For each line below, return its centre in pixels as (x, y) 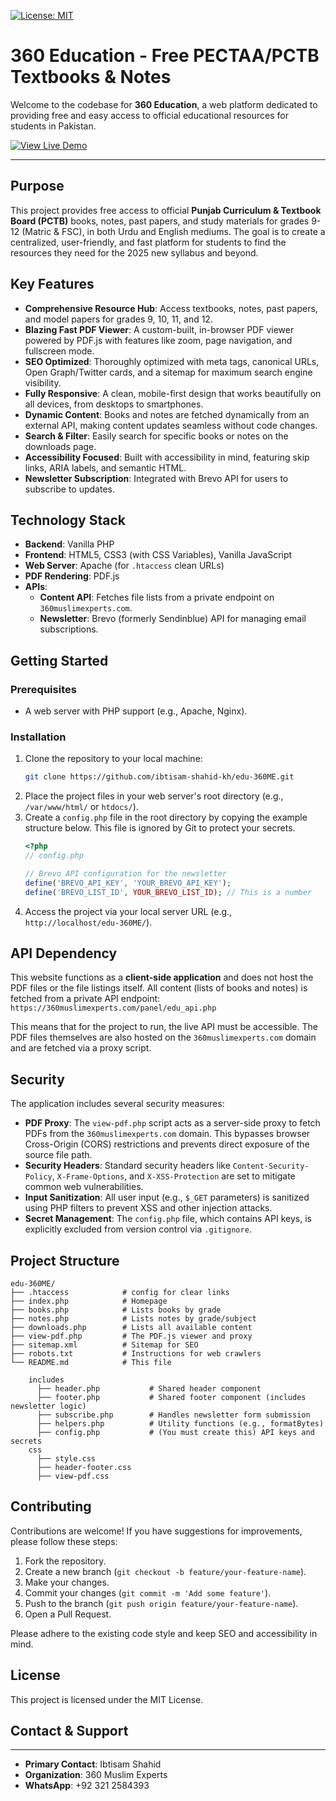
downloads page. (60, 446)
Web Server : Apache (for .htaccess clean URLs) (124, 566)
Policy (38, 1177)
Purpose (37, 186)
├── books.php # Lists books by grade (116, 1310)
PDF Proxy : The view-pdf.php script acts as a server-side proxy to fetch (172, 1123)
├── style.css (66, 1459)
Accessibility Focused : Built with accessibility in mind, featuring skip (167, 457)
